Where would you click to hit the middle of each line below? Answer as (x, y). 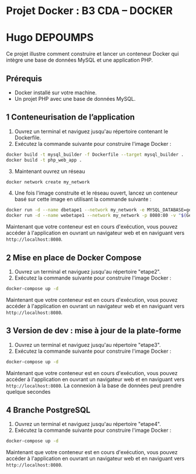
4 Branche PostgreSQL (48, 410)
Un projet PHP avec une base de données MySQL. (75, 98)
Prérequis (24, 78)
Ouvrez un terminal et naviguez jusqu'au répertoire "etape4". (88, 424)
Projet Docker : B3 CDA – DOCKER (90, 11)
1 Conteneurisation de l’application (71, 117)
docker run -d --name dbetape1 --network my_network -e (75, 210)
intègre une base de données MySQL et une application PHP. (80, 60)
